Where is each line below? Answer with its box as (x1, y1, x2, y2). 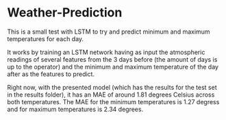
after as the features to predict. (7, 70, 95, 78)
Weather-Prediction (7, 5, 123, 21)
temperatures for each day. (7, 34, 84, 43)
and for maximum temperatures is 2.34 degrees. (7, 105, 144, 113)
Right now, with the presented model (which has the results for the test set (7, 83, 217, 91)
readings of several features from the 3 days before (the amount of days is (7, 55, 218, 63)
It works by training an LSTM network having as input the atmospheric (7, 48, 205, 56)
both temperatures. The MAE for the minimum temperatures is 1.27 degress (7, 97, 220, 106)
